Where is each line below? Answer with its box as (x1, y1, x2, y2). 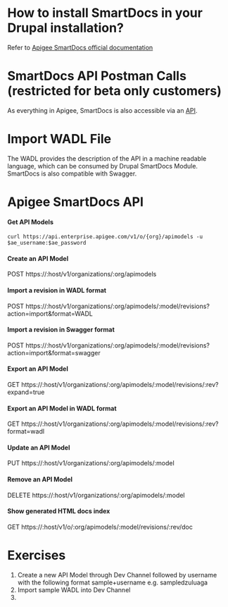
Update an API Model (7, 443, 70, 452)
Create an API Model (7, 254, 69, 262)
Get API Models (7, 217, 54, 226)
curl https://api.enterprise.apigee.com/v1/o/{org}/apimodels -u (7, 233, 203, 240)
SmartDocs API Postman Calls (7, 68, 186, 84)
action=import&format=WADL (7, 309, 93, 318)
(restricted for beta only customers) (7, 83, 222, 99)
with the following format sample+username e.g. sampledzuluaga (17, 578, 208, 587)
